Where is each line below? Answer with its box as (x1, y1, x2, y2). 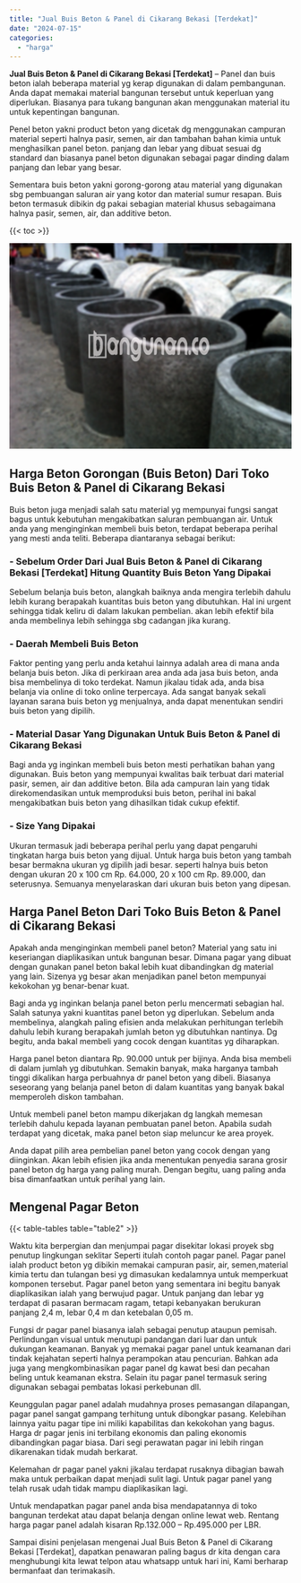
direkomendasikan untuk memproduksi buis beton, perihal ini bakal (9, 788, 257, 799)
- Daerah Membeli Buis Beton (9, 637, 139, 650)
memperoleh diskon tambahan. (9, 1091, 124, 1102)
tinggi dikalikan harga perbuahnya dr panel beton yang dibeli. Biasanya (9, 1072, 271, 1083)
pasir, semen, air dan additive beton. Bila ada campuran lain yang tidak (9, 778, 271, 789)
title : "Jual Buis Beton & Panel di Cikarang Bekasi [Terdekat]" (9, 14, 258, 23)
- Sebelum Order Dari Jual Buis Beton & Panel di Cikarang (9, 555, 262, 567)
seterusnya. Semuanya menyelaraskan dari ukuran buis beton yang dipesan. (9, 878, 291, 889)
